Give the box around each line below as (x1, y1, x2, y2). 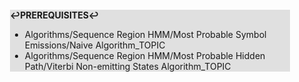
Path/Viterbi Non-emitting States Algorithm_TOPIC (24, 61, 232, 72)
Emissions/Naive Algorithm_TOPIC (24, 39, 166, 51)
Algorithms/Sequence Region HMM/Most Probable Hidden (24, 50, 266, 61)
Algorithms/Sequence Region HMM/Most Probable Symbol (24, 29, 267, 40)
